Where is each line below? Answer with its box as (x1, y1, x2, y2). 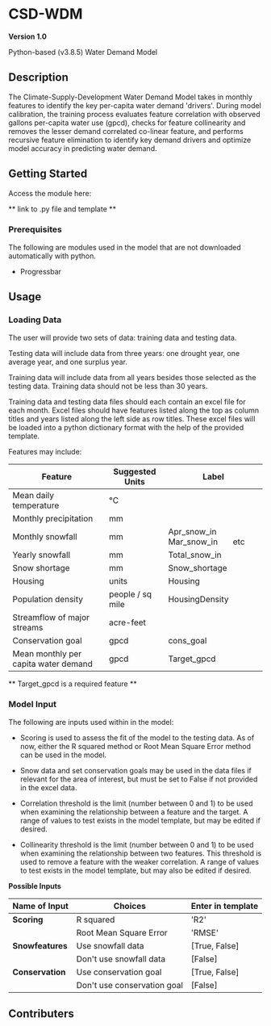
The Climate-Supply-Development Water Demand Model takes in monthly (8, 92, 252, 102)
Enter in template (190, 900, 259, 911)
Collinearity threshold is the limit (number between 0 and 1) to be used (19, 840, 254, 849)
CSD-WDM (8, 5, 83, 23)
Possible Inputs (8, 881, 62, 890)
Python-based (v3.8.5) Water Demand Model (8, 47, 158, 57)
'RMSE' (190, 927, 219, 938)
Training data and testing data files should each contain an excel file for (8, 396, 246, 406)
